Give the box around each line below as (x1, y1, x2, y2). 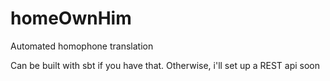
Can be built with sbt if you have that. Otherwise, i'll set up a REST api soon (10, 59, 321, 71)
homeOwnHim (10, 7, 132, 30)
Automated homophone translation (10, 40, 154, 52)
